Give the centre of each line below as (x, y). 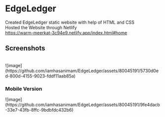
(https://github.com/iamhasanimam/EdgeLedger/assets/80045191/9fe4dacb (83, 105)
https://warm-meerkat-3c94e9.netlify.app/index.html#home (66, 33)
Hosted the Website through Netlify (41, 27)
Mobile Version (24, 88)
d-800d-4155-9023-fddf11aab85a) (40, 76)
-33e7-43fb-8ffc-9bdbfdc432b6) (39, 110)
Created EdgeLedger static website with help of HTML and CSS (70, 22)
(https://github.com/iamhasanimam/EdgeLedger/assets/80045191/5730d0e (82, 71)
